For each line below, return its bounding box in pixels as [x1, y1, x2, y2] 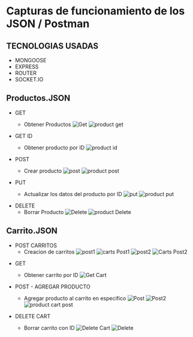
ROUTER [14, 70, 37, 76]
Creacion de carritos [23, 248, 75, 255]
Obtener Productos [23, 121, 71, 128]
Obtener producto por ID [23, 144, 85, 151]
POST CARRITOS [14, 242, 58, 249]
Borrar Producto [23, 208, 64, 215]
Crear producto [23, 167, 62, 174]
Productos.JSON [6, 93, 71, 103]
